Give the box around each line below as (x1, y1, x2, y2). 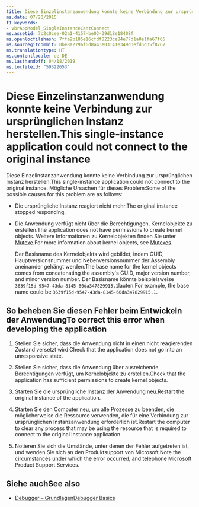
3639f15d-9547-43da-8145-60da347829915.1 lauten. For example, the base (14, 282, 190, 289)
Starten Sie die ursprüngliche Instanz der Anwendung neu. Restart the (14, 388, 185, 395)
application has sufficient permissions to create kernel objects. (14, 377, 168, 384)
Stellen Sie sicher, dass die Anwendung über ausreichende (14, 364, 159, 371)
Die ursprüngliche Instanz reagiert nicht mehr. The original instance (14, 202, 178, 209)
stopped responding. (14, 209, 66, 216)
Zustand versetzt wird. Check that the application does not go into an (14, 346, 182, 353)
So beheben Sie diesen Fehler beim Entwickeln (6, 305, 182, 315)
